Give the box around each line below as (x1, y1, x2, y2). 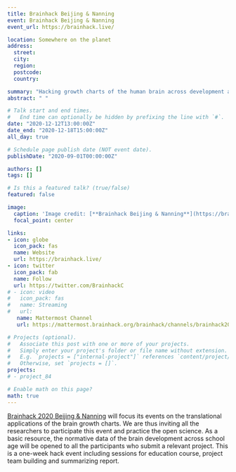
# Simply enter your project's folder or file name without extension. (7, 347, 228, 354)
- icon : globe (7, 236, 49, 243)
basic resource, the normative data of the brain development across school (7, 434, 225, 442)
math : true (7, 392, 39, 400)
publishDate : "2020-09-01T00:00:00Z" (7, 153, 118, 160)
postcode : (13, 68, 42, 76)
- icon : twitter (7, 262, 55, 269)
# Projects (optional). (7, 333, 77, 341)
